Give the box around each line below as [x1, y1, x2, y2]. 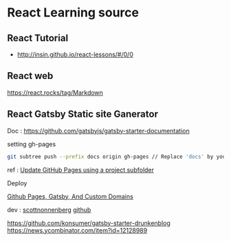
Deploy [7, 179, 27, 187]
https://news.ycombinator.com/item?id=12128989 [7, 226, 148, 234]
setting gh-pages [7, 139, 56, 148]
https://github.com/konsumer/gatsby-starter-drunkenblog [7, 218, 170, 227]
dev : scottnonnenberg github [7, 205, 91, 214]
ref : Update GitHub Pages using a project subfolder [7, 165, 155, 174]
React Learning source [7, 5, 140, 21]
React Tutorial [7, 32, 69, 44]
